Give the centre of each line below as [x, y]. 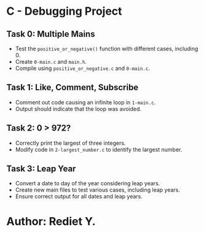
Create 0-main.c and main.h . [51, 62]
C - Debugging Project [64, 11]
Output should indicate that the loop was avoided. [78, 109]
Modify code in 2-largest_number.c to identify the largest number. [99, 149]
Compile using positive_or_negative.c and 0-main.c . [83, 68]
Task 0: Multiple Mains [51, 34]
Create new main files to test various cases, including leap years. [97, 190]
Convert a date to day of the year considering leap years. [88, 184]
